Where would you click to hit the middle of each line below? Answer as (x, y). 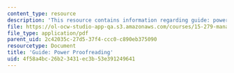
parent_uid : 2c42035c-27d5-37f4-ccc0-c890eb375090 (82, 40)
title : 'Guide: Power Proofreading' (60, 53)
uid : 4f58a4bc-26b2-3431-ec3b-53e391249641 (71, 59)
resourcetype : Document (42, 46)
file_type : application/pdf (48, 33)
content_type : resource (42, 14)
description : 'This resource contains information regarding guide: (109, 20)
